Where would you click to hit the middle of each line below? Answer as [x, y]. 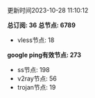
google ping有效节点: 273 [44, 55]
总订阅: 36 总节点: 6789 [42, 25]
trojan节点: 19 [36, 87]
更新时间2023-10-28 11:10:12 [48, 10]
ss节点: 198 [33, 70]
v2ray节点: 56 [37, 78]
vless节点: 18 [36, 40]
